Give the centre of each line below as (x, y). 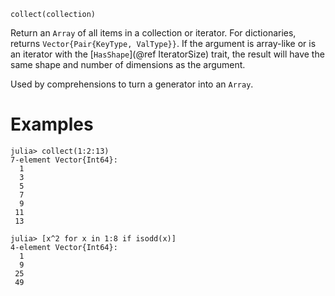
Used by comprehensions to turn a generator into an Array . (132, 84)
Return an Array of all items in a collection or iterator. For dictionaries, (153, 33)
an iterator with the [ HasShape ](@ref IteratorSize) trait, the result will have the (167, 54)
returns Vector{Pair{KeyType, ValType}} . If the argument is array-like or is (163, 43)
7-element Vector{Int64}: (64, 160)
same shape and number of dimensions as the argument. (128, 64)
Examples (52, 124)
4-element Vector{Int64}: (64, 247)
